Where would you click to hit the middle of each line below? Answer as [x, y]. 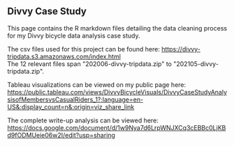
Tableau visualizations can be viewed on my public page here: [97, 84]
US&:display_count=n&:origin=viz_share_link [71, 106]
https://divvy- [181, 49]
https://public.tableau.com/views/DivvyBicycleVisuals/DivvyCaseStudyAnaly [117, 92]
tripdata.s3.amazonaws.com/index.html [64, 56]
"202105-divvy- [196, 64]
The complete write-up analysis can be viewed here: [83, 120]
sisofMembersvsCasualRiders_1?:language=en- [75, 99]
